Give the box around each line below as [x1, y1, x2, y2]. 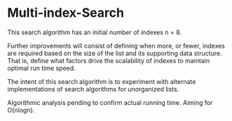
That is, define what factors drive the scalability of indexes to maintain [7, 56, 210, 64]
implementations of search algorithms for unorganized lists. [7, 85, 179, 93]
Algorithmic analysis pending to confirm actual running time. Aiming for [7, 98, 213, 106]
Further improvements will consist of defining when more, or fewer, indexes [7, 41, 226, 50]
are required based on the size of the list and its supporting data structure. [7, 49, 222, 57]
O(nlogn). [7, 106, 35, 114]
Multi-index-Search [7, 5, 125, 21]
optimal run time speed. [7, 64, 76, 72]
